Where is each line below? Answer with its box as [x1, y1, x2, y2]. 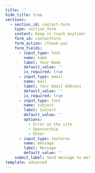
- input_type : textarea [18, 136, 70, 141]
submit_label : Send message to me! [14, 155, 91, 160]
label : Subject [24, 107, 56, 113]
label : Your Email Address [24, 83, 82, 89]
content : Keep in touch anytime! [14, 31, 86, 36]
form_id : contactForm [14, 36, 61, 41]
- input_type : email [18, 74, 63, 79]
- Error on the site [28, 121, 72, 127]
